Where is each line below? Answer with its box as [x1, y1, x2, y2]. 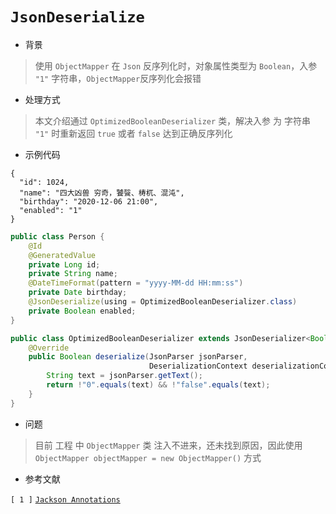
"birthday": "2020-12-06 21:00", [19, 196, 159, 207]
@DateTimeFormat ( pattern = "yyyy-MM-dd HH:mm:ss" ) [28, 278, 244, 288]
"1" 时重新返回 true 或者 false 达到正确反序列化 [34, 127, 233, 139]
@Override [28, 343, 70, 353]
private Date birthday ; [28, 288, 128, 298]
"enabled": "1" [19, 205, 83, 215]
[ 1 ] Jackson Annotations [10, 494, 121, 505]
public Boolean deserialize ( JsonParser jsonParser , [28, 352, 248, 362]
